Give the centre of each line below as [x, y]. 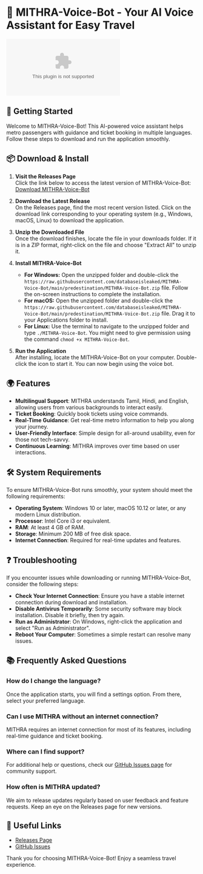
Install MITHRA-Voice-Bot [48, 263]
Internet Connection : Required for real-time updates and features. [98, 540]
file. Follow [175, 288]
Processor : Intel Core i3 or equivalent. [63, 521]
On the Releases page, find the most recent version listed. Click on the [103, 207]
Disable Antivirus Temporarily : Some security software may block [98, 609]
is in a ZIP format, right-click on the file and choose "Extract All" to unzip [106, 245]
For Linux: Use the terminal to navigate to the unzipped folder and [107, 326]
